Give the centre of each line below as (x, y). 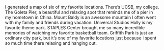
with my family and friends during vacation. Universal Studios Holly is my (79, 22)
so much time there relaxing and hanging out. (51, 43)
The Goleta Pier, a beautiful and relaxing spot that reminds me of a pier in (79, 12)
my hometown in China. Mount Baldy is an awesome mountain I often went (81, 17)
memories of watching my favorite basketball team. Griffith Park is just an (79, 33)
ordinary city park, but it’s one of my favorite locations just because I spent (81, 38)
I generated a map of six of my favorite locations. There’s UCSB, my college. (82, 7)
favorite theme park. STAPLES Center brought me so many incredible (75, 28)
